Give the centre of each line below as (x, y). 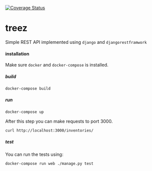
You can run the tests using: (34, 154)
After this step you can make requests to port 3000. (59, 122)
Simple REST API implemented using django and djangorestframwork (76, 42)
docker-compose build (28, 89)
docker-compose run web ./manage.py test (49, 164)
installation (17, 53)
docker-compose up (24, 112)
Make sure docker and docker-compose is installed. (57, 65)
